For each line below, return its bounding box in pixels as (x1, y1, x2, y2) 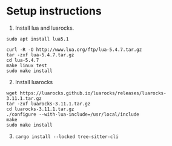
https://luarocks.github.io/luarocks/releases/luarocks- (19, 90, 167, 96)
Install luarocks (15, 78, 53, 85)
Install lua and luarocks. (15, 24, 74, 32)
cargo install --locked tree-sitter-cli (15, 133, 119, 140)
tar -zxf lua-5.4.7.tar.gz (6, 51, 74, 58)
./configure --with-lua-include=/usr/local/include (6, 111, 139, 118)
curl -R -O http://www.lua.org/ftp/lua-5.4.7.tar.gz (6, 47, 142, 53)
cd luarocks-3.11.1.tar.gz (6, 106, 74, 112)
